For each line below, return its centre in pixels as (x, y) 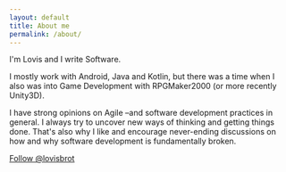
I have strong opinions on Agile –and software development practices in (141, 113)
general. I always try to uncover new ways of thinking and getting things (142, 122)
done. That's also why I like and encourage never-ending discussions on (143, 132)
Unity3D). (27, 95)
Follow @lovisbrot (42, 159)
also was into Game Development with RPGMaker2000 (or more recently (143, 86)
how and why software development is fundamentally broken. (123, 141)
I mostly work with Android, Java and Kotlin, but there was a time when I (142, 77)
